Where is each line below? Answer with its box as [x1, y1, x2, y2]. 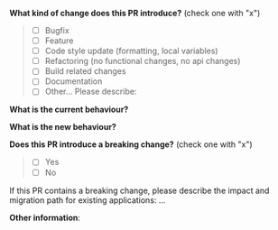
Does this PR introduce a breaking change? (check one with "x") [9, 139, 253, 150]
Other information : [9, 212, 81, 223]
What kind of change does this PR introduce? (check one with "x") [9, 8, 261, 18]
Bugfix [44, 25, 69, 35]
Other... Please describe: [44, 86, 137, 97]
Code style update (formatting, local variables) [44, 45, 218, 57]
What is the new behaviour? [9, 122, 117, 133]
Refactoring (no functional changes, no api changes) [44, 56, 241, 67]
